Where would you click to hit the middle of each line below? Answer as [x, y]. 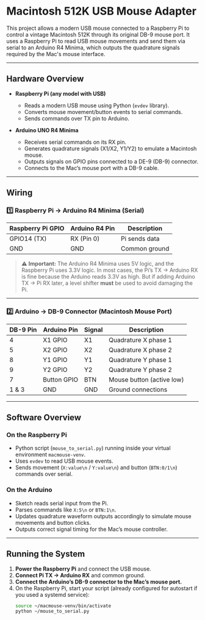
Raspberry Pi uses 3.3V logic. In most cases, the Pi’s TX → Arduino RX [110, 270]
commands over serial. [44, 474]
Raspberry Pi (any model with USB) [60, 93]
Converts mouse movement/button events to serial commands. [103, 112]
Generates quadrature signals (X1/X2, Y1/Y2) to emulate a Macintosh [110, 148]
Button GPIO [60, 379]
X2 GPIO [55, 350]
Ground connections [138, 390]
